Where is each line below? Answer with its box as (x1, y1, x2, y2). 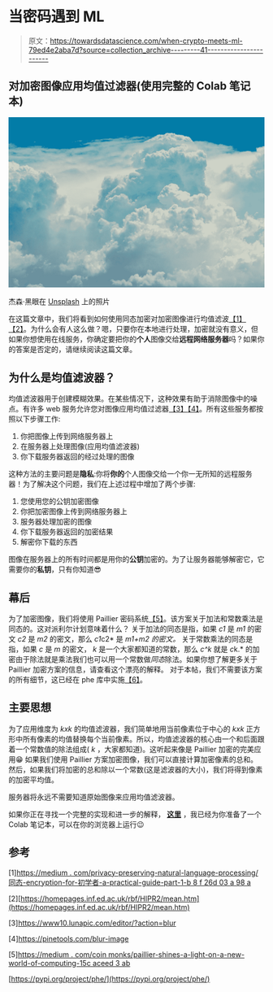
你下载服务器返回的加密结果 (19, 527, 114, 537)
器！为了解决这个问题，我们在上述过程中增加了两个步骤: (8, 479, 197, 489)
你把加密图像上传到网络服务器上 (19, 507, 128, 516)
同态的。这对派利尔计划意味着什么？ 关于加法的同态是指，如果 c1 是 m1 (8, 624, 246, 634)
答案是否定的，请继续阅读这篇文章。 (15, 345, 136, 355)
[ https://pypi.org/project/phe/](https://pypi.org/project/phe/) (8, 973, 210, 984)
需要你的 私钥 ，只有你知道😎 (8, 564, 102, 574)
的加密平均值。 (8, 774, 58, 785)
